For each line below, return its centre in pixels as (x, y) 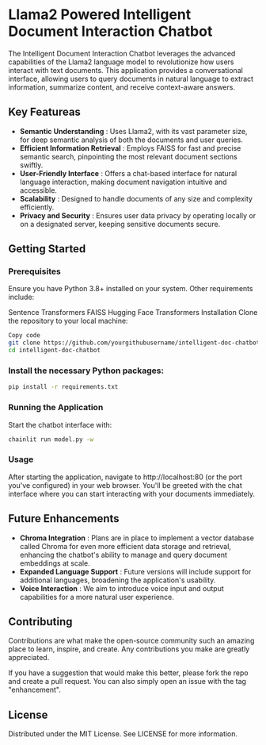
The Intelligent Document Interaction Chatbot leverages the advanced (122, 53)
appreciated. (29, 658)
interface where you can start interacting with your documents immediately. (132, 493)
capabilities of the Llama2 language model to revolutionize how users (121, 62)
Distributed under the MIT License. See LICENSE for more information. (123, 734)
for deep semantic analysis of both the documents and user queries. (131, 140)
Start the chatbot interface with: (60, 424)
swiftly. (31, 165)
